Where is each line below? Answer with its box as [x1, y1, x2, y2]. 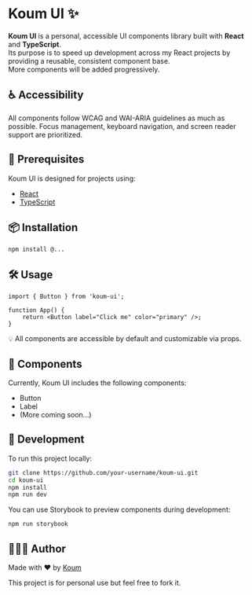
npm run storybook [8, 520, 68, 528]
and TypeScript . [8, 39, 61, 49]
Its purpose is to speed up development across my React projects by [8, 48, 231, 57]
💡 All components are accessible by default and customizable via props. [8, 334, 242, 343]
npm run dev [8, 490, 47, 499]
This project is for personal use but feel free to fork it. [8, 578, 181, 587]
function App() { [8, 307, 65, 314]
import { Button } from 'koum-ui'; [8, 292, 125, 301]
